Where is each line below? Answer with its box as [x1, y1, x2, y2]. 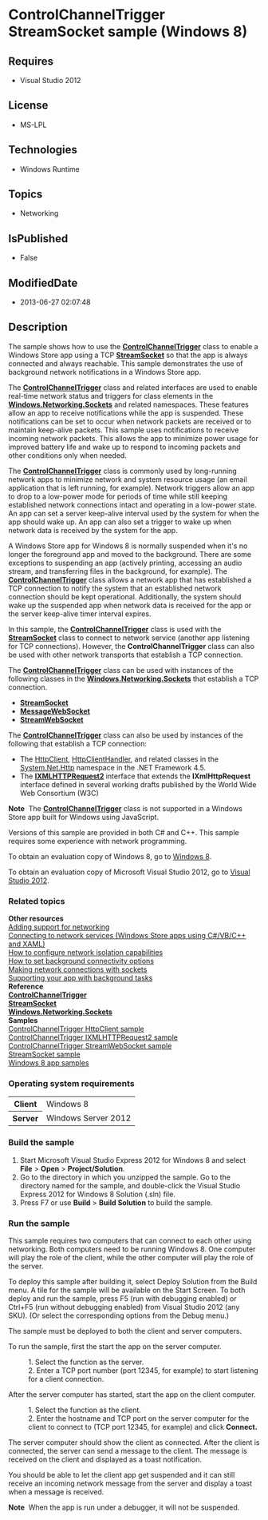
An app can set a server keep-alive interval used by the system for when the [8, 508, 260, 518]
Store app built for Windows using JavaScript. [8, 812, 160, 822]
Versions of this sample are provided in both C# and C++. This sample [8, 827, 239, 837]
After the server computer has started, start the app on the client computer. [8, 1390, 257, 1399]
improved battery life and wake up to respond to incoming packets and [8, 442, 241, 452]
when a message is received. [8, 1487, 104, 1497]
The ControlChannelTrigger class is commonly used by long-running [8, 466, 237, 475]
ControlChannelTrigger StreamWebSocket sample [8, 1041, 172, 1051]
